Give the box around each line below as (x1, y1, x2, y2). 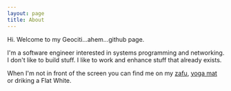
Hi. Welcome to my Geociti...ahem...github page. (7, 35, 145, 43)
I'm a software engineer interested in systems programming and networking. (7, 49, 225, 57)
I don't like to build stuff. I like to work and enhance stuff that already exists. (7, 55, 222, 64)
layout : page (7, 10, 45, 17)
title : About (7, 16, 45, 23)
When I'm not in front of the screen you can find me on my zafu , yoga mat (7, 69, 217, 77)
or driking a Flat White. (7, 76, 72, 84)
